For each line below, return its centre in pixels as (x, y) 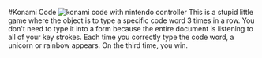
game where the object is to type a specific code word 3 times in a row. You (131, 20)
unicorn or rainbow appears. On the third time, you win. (98, 45)
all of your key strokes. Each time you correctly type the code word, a (121, 37)
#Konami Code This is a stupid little (131, 12)
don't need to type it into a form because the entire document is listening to (131, 29)
